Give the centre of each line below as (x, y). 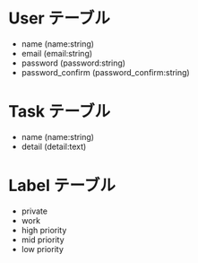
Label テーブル (62, 186)
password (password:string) (73, 63)
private (34, 211)
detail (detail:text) (54, 146)
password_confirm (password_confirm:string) (105, 72)
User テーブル (60, 18)
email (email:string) (57, 53)
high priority (44, 230)
